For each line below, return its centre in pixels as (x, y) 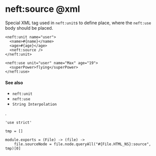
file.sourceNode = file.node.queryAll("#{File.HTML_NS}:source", (83, 144)
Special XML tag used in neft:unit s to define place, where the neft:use (78, 23)
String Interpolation (34, 105)
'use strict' (19, 123)
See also (14, 82)
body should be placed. (29, 28)
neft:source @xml (43, 9)
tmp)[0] (13, 149)
